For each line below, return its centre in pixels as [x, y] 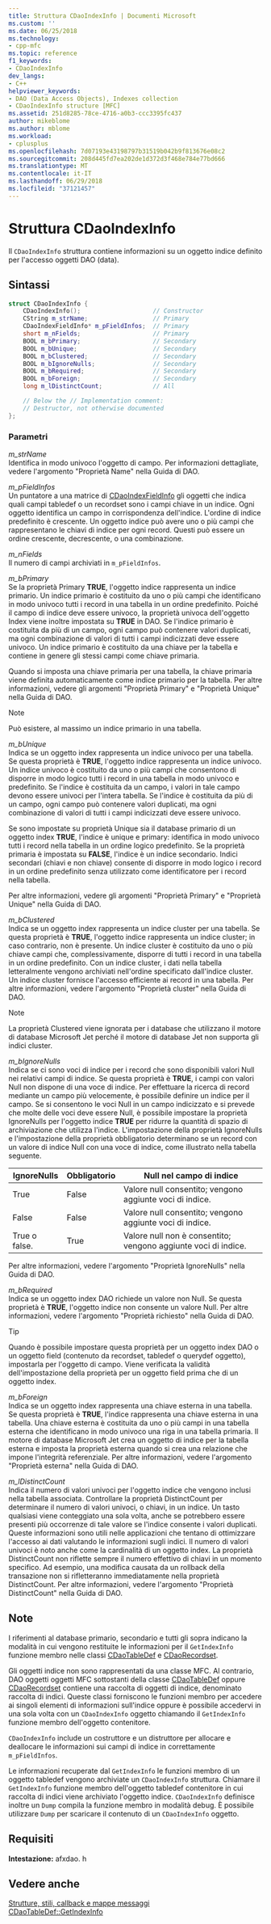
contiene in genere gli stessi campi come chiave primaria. [104, 655]
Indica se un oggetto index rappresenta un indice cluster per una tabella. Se [134, 928]
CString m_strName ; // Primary [106, 319]
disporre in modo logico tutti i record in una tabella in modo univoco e [124, 778]
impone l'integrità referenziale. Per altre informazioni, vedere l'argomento [130, 1457]
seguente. [25, 1156]
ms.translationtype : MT [48, 166]
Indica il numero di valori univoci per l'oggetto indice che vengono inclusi [130, 1490]
